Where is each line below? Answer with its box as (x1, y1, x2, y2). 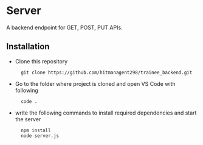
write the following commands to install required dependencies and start (15, 109, 197, 116)
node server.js (21, 132, 60, 139)
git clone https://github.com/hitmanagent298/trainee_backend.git (21, 69, 193, 76)
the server (15, 115, 41, 122)
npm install (21, 127, 51, 133)
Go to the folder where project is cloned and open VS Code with (15, 80, 176, 87)
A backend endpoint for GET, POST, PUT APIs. (6, 24, 123, 31)
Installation (6, 41, 50, 52)
